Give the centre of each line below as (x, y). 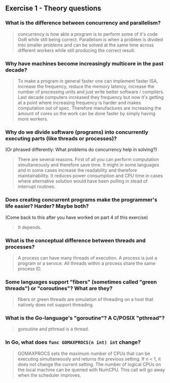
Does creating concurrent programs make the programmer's (81, 200)
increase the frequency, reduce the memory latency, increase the (86, 86)
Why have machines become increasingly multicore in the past (84, 63)
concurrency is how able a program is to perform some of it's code (88, 34)
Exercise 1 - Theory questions (53, 8)
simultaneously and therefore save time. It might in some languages (88, 165)
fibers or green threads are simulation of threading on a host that (86, 299)
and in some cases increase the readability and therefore (77, 170)
